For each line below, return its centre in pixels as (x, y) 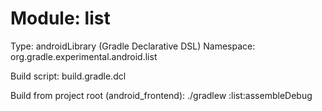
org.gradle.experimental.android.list (84, 56)
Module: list (60, 18)
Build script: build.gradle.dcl (68, 76)
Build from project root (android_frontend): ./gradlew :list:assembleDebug (161, 95)
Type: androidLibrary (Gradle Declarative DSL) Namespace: (133, 46)
